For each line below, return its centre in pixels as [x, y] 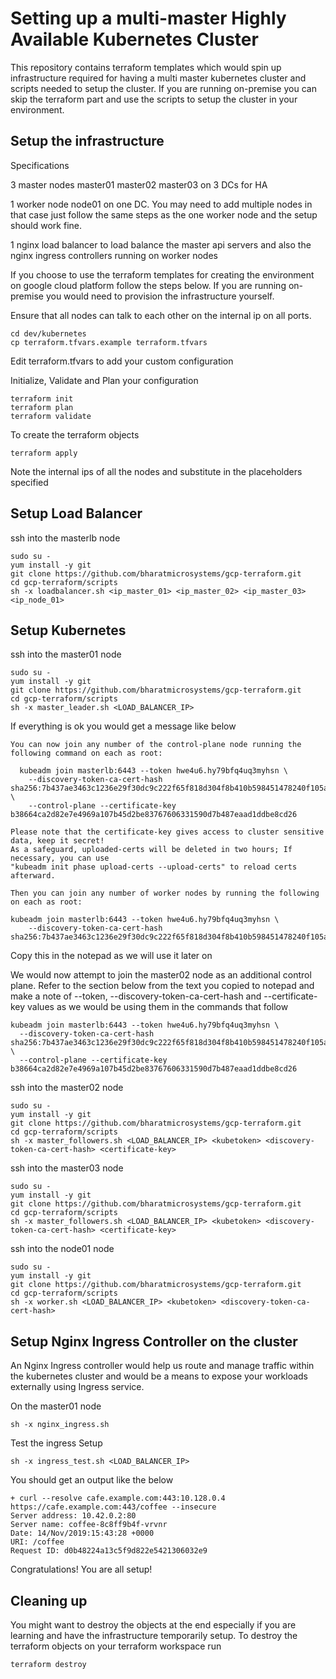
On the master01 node [56, 1406]
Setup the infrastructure [87, 141]
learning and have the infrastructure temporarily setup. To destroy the [154, 1635]
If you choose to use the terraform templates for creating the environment [162, 274]
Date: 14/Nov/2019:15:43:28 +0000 [82, 1533]
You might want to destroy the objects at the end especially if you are [153, 1625]
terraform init [42, 398]
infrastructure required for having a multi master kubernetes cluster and [158, 78]
